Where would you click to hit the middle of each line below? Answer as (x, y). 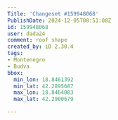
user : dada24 (26, 34)
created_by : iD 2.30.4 (40, 47)
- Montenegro (26, 60)
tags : (15, 54)
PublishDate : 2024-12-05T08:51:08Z (59, 20)
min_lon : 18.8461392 (44, 79)
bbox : (15, 73)
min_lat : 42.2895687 (44, 86)
